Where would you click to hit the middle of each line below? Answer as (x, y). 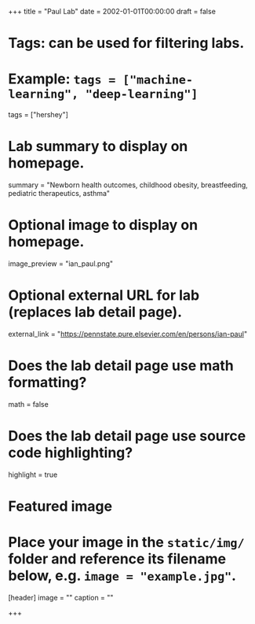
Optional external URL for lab (104, 295)
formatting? (47, 383)
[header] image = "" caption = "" (61, 597)
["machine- (158, 80)
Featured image (60, 506)
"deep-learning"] (142, 94)
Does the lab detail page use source (127, 436)
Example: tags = (62, 79)
